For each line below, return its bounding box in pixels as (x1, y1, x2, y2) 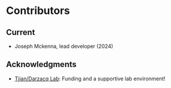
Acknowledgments (6, 59, 77, 69)
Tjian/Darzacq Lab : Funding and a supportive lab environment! (14, 75, 166, 82)
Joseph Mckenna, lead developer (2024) (14, 43, 114, 50)
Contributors (6, 4, 70, 17)
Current (6, 27, 35, 37)
